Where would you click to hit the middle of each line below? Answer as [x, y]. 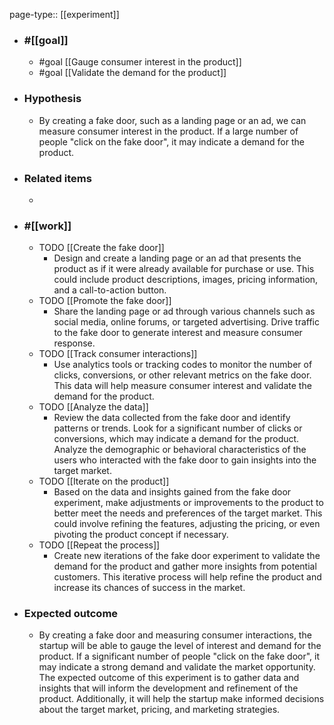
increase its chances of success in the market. [149, 588]
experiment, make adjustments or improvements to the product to [188, 503]
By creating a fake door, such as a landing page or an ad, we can [172, 120]
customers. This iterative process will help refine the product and [187, 577]
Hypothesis [52, 99]
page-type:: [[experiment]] [64, 14]
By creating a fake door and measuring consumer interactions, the [175, 635]
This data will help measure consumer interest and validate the [182, 386]
